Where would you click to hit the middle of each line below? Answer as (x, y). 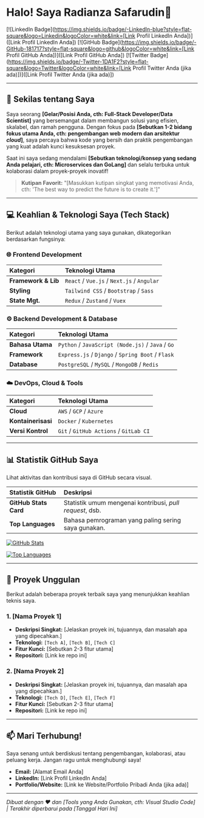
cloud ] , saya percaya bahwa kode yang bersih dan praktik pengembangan (100, 140)
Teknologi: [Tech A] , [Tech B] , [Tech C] (65, 643)
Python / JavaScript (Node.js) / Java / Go (116, 345)
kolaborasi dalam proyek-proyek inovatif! (57, 171)
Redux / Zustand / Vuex (95, 300)
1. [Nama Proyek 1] (34, 616)
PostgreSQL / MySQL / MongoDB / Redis (108, 364)
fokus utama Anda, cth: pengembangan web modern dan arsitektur (93, 133)
